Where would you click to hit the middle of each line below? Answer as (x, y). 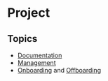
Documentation (40, 55)
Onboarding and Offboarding (59, 70)
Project (29, 13)
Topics (22, 39)
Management (36, 63)
